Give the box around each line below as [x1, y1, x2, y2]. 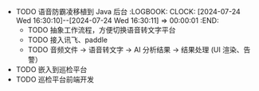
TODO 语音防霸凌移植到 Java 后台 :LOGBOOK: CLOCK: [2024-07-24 [15, 7, 241, 16]
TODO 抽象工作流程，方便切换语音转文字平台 [27, 25, 176, 34]
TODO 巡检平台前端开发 [15, 74, 94, 84]
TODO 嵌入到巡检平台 [15, 65, 88, 74]
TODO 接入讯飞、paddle [27, 35, 108, 44]
